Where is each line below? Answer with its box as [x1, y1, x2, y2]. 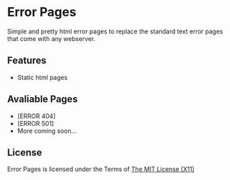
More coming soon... [17, 126, 77, 135]
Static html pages [17, 73, 68, 81]
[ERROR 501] [17, 119, 54, 127]
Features [7, 55, 47, 67]
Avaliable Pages [7, 93, 78, 105]
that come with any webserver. [7, 34, 96, 42]
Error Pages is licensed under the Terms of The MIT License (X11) [7, 165, 195, 174]
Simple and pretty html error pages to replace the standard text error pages [7, 27, 224, 35]
